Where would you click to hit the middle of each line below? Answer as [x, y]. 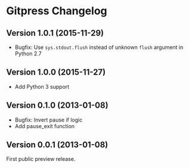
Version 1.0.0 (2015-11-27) [56, 72]
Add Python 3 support [42, 86]
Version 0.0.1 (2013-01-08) [57, 145]
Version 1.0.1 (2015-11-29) [55, 33]
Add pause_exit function [45, 126]
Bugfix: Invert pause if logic [49, 120]
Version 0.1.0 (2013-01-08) [57, 105]
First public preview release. [41, 159]
